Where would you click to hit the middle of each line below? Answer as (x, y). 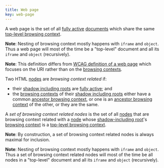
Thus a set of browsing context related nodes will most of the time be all (79, 155)
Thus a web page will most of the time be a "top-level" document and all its (82, 49)
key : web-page (20, 14)
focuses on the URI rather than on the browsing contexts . (64, 69)
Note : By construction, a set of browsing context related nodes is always (80, 134)
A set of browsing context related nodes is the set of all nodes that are (77, 114)
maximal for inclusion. (28, 140)
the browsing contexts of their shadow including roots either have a (81, 94)
